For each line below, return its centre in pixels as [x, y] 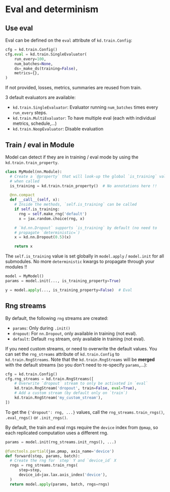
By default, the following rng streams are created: [57, 318]
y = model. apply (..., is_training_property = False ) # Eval [69, 290]
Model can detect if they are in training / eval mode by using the [72, 157]
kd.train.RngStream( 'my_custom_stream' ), [58, 398]
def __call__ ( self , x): [35, 200]
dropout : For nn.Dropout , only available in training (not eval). [75, 333]
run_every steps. [30, 113]
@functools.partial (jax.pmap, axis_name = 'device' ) [60, 451]
